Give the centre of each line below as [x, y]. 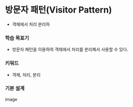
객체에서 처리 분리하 [31, 24]
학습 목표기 [17, 38]
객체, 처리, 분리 [26, 75]
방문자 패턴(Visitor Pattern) [59, 10]
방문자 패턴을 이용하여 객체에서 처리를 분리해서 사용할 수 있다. [70, 49]
